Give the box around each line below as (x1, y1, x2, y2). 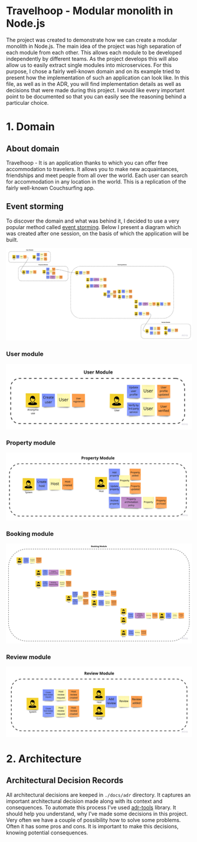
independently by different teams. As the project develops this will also (6, 55, 179, 62)
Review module (6, 653, 51, 661)
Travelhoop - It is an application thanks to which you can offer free (6, 159, 168, 166)
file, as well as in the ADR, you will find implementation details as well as (6, 80, 182, 87)
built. (6, 236, 19, 243)
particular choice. (6, 99, 49, 106)
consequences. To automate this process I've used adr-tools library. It (6, 804, 176, 811)
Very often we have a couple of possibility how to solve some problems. (6, 816, 181, 824)
